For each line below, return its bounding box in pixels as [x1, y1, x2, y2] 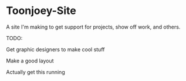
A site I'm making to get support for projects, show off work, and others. [6, 23, 181, 30]
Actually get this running [6, 68, 66, 75]
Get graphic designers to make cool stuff [6, 45, 105, 53]
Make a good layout [6, 57, 54, 64]
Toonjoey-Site [6, 4, 76, 17]
